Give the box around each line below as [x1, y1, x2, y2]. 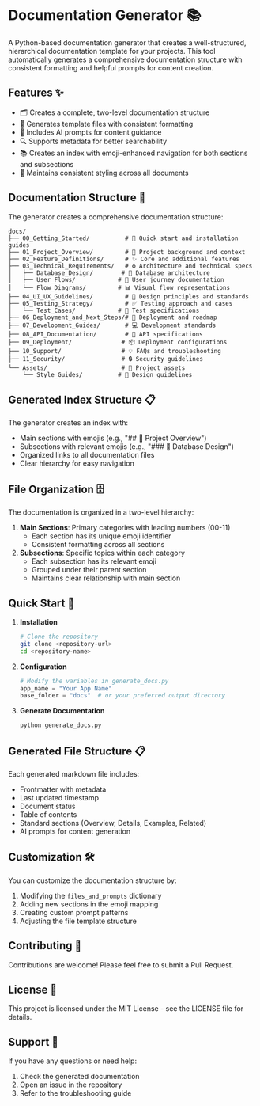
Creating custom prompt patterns [19, 907, 129, 917]
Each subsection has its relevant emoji [31, 557, 156, 566]
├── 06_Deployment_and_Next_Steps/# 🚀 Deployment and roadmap [8, 314, 217, 321]
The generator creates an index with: [8, 418, 129, 428]
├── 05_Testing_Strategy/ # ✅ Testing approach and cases [8, 299, 233, 307]
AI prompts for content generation [19, 827, 131, 836]
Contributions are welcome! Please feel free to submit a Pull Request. [8, 960, 234, 970]
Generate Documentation [19, 706, 105, 716]
